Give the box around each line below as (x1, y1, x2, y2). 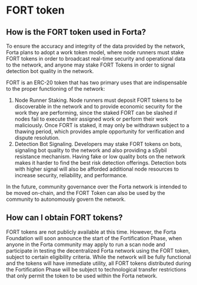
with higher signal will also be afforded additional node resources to (14, 165, 179, 173)
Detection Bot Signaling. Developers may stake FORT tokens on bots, (14, 141, 182, 147)
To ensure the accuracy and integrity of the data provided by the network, (6, 42, 185, 49)
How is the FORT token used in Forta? (6, 27, 146, 37)
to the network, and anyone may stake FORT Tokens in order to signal (6, 61, 175, 68)
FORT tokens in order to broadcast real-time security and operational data (6, 55, 186, 62)
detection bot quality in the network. (6, 68, 94, 74)
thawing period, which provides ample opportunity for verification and (14, 128, 185, 135)
